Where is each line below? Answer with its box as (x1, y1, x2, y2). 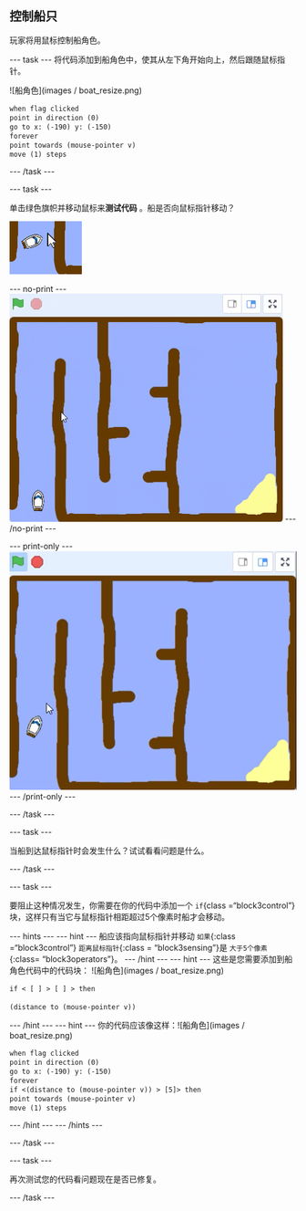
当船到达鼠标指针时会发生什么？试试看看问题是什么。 (9, 845, 209, 856)
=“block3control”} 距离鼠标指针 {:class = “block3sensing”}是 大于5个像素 (9, 942, 269, 953)
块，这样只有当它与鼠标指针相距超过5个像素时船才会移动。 (9, 911, 230, 922)
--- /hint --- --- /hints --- (9, 1119, 103, 1130)
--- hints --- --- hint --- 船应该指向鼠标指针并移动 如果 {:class (9, 930, 236, 942)
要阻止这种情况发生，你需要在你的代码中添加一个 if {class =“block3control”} (9, 900, 296, 911)
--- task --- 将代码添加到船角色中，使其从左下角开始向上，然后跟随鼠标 (9, 54, 278, 65)
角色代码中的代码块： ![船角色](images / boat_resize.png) (9, 965, 225, 976)
